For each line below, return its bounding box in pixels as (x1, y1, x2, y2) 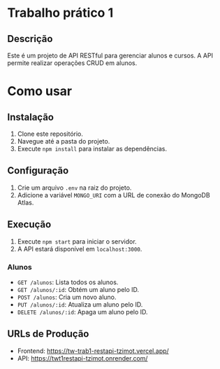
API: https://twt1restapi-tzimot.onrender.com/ (17, 354, 148, 362)
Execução (7, 218, 52, 230)
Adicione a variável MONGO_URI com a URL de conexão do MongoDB (17, 190, 211, 199)
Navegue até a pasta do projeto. (17, 137, 110, 145)
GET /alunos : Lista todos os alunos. (17, 278, 119, 286)
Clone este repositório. (17, 130, 84, 138)
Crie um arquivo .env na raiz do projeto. (17, 183, 132, 192)
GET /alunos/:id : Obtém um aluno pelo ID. (17, 285, 140, 293)
